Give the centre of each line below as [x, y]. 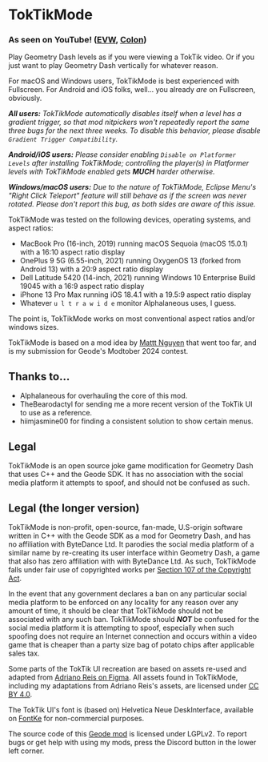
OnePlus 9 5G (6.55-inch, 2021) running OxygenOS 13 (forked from [130, 261]
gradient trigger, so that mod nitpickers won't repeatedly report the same [129, 122]
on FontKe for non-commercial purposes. [76, 718]
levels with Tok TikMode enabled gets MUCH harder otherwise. [112, 172]
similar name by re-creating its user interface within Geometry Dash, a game [134, 552]
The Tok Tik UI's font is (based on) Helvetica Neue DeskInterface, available [131, 709]
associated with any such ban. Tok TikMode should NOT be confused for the [134, 619]
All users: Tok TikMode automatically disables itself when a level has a [125, 114]
